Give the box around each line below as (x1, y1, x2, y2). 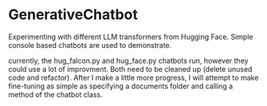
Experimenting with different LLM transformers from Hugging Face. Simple (8, 32, 253, 41)
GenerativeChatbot (8, 6, 138, 24)
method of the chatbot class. (8, 89, 103, 99)
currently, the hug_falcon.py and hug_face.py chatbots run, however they (8, 56, 249, 65)
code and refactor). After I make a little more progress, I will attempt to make (8, 73, 259, 82)
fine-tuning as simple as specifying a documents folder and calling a (8, 81, 234, 91)
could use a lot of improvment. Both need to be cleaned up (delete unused (8, 64, 253, 73)
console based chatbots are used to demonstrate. (8, 40, 172, 49)
